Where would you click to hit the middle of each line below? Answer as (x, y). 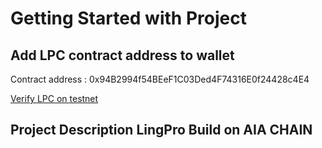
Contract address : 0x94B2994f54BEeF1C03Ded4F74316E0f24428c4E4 (160, 79)
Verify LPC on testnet (54, 98)
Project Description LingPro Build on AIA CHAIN (161, 130)
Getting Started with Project (128, 18)
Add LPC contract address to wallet (122, 55)
